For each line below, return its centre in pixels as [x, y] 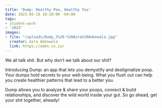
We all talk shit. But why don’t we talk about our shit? [58, 60]
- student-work [21, 23]
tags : [11, 19]
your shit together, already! [32, 100]
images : [13, 32]
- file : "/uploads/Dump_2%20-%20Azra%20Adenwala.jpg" [61, 37]
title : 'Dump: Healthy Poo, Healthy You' [48, 10]
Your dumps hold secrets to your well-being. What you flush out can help [79, 75]
